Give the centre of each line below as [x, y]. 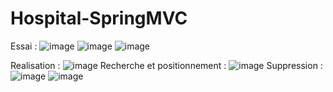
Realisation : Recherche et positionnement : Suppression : [166, 65]
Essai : [24, 46]
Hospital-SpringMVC [99, 18]
